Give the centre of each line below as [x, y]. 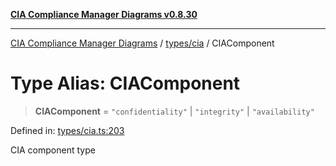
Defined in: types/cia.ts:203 [67, 130]
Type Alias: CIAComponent [125, 83]
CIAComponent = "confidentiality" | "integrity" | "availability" [174, 111]
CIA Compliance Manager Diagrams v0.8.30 [104, 14]
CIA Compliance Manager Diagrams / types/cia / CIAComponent [142, 43]
